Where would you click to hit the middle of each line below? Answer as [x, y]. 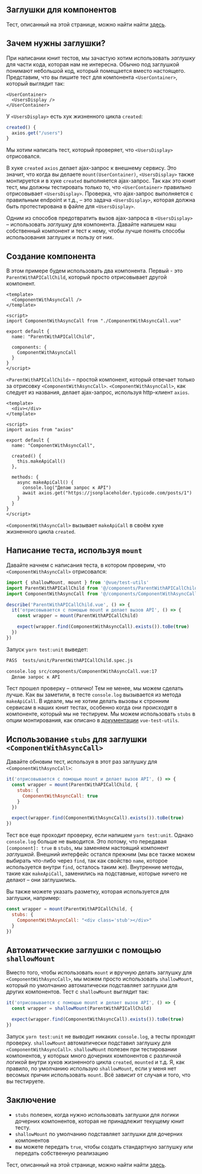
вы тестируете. [26, 1081]
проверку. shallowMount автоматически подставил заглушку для [89, 1043]
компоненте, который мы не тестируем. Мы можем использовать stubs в [101, 714]
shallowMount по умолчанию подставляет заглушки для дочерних [99, 1134]
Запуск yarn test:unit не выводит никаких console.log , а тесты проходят [101, 1036]
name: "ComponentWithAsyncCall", [54, 446]
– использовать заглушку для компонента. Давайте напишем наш [91, 225]
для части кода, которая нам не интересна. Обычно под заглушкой [93, 64]
